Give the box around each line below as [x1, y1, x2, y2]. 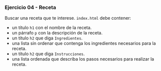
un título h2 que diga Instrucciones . [11, 51, 85, 57]
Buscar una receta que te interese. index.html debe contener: [4, 15, 131, 21]
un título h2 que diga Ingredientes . [11, 35, 83, 41]
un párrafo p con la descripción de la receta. [11, 30, 103, 36]
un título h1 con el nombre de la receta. [11, 25, 92, 31]
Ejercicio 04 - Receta [4, 4, 57, 11]
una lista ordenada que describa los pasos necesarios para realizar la [11, 56, 155, 62]
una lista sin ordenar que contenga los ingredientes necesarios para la [11, 40, 156, 46]
